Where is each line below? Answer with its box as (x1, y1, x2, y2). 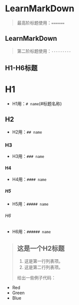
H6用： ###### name (12, 228, 51, 234)
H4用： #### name (12, 177, 47, 183)
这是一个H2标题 (17, 244, 65, 252)
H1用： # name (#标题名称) (12, 101, 62, 107)
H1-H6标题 (5, 64, 38, 72)
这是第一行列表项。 (24, 258, 63, 264)
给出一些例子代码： (17, 275, 56, 281)
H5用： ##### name (12, 201, 49, 207)
